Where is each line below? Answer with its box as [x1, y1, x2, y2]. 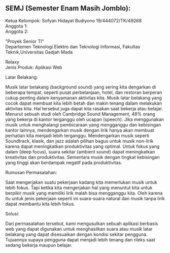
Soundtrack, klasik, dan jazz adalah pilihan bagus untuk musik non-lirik [5, 138, 154, 144]
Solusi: [5, 210, 19, 216]
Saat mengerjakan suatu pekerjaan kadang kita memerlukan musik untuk [5, 179, 157, 185]
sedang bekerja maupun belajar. [5, 242, 73, 248]
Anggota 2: [5, 28, 29, 35]
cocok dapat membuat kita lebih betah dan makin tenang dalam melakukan [5, 100, 162, 106]
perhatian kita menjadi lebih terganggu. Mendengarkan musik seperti [5, 132, 150, 139]
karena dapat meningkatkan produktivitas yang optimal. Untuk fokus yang [5, 143, 160, 149]
